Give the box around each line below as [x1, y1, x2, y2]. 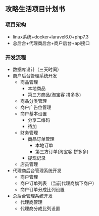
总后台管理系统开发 [12, 193, 53, 199]
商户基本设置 [20, 110, 47, 116]
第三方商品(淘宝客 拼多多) [27, 92, 81, 98]
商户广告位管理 [20, 104, 52, 110]
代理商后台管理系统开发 [12, 167, 62, 174]
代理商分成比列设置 [20, 205, 61, 211]
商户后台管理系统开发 [12, 72, 57, 78]
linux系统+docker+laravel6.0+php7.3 [12, 33, 89, 39]
